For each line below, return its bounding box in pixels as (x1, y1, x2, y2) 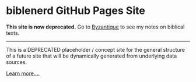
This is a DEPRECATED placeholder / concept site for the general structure (6, 46, 185, 53)
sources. (6, 58, 27, 65)
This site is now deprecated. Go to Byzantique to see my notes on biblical (6, 23, 185, 30)
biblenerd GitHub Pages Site (6, 4, 146, 17)
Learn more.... (6, 70, 40, 77)
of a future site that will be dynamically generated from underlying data (6, 52, 177, 59)
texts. (6, 29, 20, 36)
